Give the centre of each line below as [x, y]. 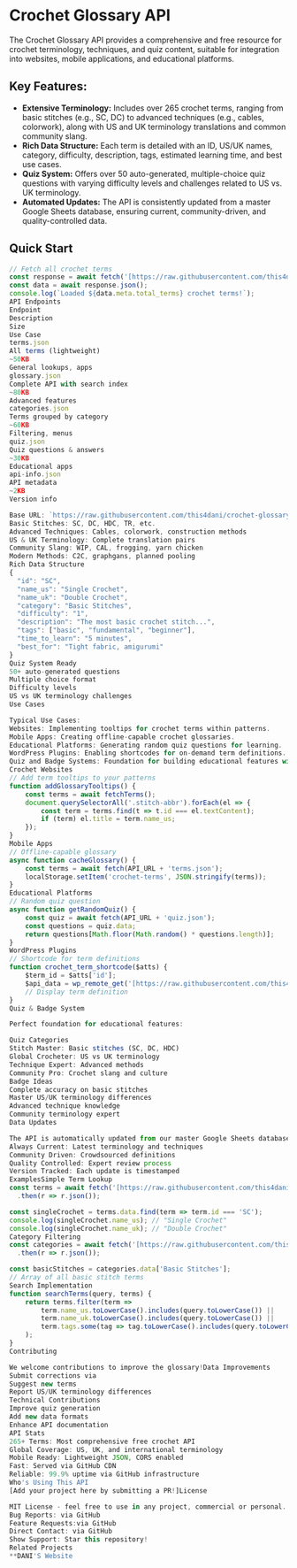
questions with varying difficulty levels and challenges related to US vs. [152, 183]
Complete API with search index [69, 384]
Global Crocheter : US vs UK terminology [85, 1057]
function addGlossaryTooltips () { [73, 786]
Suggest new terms [43, 1384]
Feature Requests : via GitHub [63, 1523]
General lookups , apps [51, 368]
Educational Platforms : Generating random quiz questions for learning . [146, 745]
